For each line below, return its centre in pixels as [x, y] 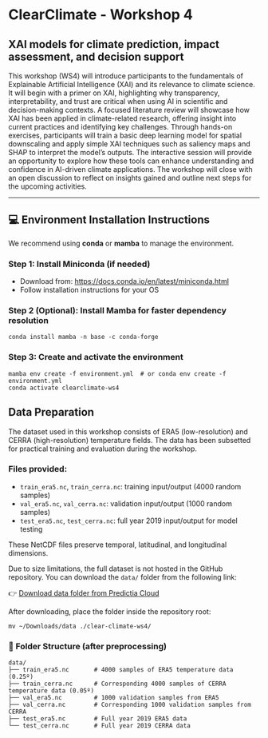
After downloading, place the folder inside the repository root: [110, 611]
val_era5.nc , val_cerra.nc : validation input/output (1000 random [126, 503]
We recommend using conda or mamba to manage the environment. [121, 243]
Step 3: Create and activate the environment [96, 357]
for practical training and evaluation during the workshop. [103, 449]
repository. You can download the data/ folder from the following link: [122, 576]
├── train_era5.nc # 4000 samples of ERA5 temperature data [121, 670]
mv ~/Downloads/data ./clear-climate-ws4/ [80, 626]
